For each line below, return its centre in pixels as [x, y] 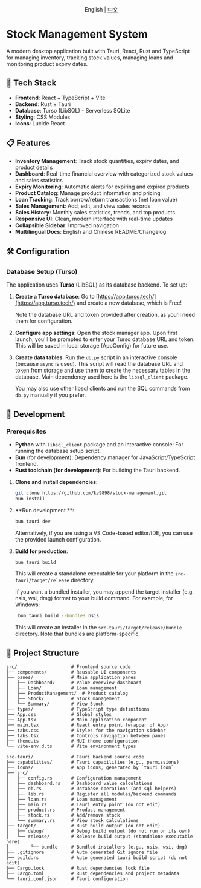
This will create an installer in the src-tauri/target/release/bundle [98, 628]
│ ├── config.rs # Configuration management [74, 778]
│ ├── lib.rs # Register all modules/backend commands [91, 794]
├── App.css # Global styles [59, 715]
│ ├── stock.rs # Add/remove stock [63, 815]
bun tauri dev [33, 521]
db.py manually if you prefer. [50, 395]
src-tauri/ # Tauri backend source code [75, 757]
